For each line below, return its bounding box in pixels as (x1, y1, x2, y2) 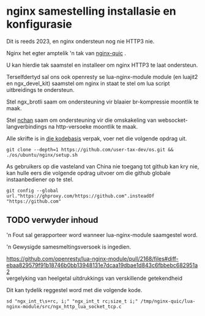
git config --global (6, 187, 59, 194)
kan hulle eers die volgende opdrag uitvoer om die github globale (6, 169, 171, 176)
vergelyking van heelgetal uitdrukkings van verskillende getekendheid (6, 274, 182, 282)
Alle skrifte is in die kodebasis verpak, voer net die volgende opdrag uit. (6, 135, 187, 142)
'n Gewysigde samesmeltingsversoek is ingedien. (6, 243, 132, 250)
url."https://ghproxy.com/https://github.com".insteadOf (6, 193, 155, 199)
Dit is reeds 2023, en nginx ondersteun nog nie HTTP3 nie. (6, 37, 155, 45)
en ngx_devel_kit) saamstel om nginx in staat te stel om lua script (6, 80, 170, 87)
